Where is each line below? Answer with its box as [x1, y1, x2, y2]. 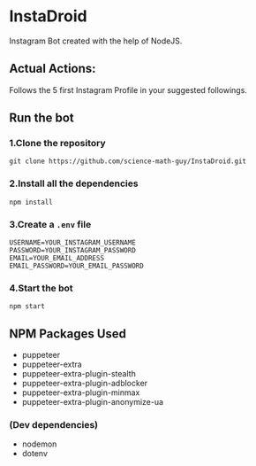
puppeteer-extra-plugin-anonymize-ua [21, 397, 164, 408]
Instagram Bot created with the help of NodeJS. [9, 35, 183, 46]
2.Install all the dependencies [9, 177, 139, 190]
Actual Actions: [9, 61, 96, 76]
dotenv [21, 448, 49, 459]
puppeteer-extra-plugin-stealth [21, 369, 137, 379]
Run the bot [9, 111, 75, 126]
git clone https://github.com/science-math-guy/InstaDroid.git [9, 157, 247, 166]
